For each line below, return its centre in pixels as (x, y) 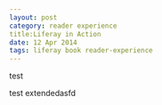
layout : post (33, 17)
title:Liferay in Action (55, 34)
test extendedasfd (43, 93)
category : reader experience (63, 26)
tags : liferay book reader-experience (81, 51)
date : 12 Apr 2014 (43, 42)
